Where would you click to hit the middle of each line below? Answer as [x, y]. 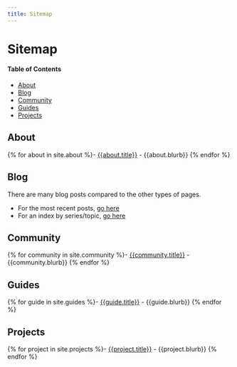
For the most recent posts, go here [68, 208]
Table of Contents [35, 69]
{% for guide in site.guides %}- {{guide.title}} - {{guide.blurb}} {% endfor [115, 302]
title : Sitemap [30, 14]
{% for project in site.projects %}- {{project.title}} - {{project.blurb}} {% [112, 349]
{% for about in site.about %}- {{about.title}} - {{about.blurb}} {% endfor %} [119, 154]
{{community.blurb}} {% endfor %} [59, 262]
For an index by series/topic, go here [72, 216]
